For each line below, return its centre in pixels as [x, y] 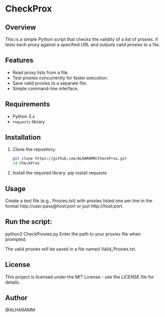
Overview [21, 27]
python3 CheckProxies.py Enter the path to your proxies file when [73, 234]
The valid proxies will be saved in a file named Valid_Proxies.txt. [71, 249]
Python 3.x [23, 116]
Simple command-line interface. [45, 88]
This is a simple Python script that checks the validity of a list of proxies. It [82, 39]
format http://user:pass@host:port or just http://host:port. [64, 206]
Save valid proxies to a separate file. [50, 83]
